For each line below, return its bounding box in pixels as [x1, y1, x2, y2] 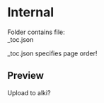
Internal [7, 4, 54, 21]
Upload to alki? [7, 88, 51, 97]
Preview [7, 70, 45, 82]
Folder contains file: [7, 28, 65, 36]
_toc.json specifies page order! [7, 49, 98, 58]
